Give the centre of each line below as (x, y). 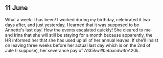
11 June (17, 8)
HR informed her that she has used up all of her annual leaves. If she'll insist (81, 40)
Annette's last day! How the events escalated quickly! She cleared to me (78, 30)
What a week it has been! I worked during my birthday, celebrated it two (78, 19)
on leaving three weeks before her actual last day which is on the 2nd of (78, 45)
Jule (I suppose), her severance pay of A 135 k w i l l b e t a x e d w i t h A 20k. (72, 50)
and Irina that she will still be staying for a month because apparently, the (79, 35)
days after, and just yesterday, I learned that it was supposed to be (72, 25)
